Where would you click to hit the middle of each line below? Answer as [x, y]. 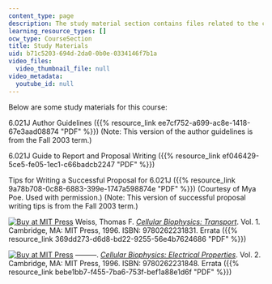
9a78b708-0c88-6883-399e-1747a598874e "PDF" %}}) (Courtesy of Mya [132, 188]
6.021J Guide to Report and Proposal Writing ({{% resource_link [115, 156]
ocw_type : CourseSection [50, 39]
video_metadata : [36, 76]
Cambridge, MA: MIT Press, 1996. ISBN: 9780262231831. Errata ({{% [123, 230]
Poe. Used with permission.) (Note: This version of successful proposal [127, 197]
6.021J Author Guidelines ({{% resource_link [82, 123]
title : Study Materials [49, 46]
